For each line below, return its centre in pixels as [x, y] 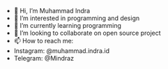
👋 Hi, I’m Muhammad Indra [52, 11]
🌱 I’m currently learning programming [68, 25]
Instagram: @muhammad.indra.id [62, 51]
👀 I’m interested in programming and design [77, 18]
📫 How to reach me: [44, 41]
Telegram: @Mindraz [44, 58]
